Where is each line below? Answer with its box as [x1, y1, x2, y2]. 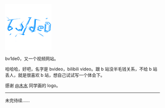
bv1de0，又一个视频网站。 [5, 56, 59, 62]
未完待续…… [5, 98, 30, 104]
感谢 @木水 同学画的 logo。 [5, 83, 61, 88]
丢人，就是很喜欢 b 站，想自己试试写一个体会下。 [5, 72, 105, 78]
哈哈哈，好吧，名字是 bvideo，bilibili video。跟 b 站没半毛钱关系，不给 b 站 [5, 66, 158, 72]
